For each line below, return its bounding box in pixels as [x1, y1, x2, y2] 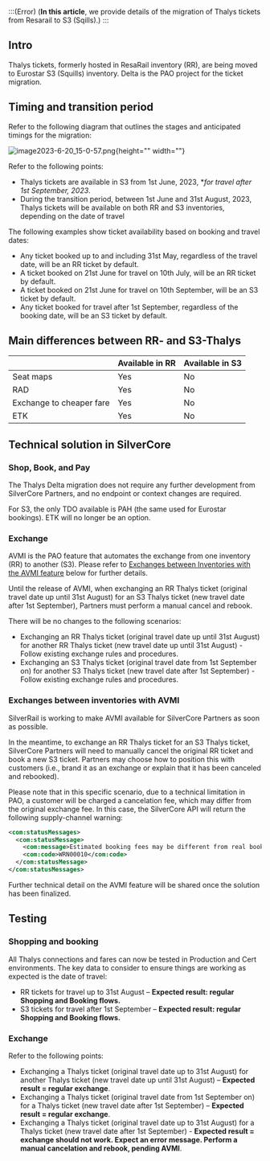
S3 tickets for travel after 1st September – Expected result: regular [19, 1004, 241, 1014]
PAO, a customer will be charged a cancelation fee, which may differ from [8, 795, 252, 805]
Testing [8, 912, 47, 925]
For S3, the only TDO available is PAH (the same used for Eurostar [8, 504, 227, 514]
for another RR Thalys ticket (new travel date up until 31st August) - [19, 641, 243, 650]
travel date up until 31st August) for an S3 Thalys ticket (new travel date [8, 593, 245, 602]
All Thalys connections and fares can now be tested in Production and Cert [8, 954, 257, 964]
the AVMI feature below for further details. [8, 568, 149, 578]
